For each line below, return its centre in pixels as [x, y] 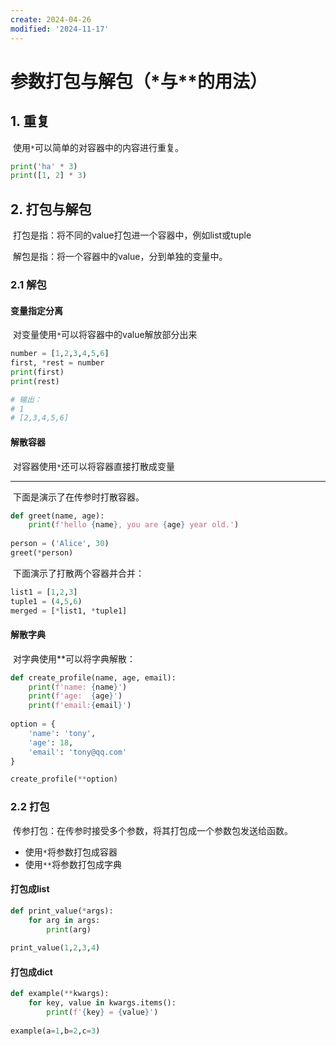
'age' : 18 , [51, 742]
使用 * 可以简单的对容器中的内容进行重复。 [98, 147]
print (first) [37, 372]
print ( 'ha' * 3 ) [44, 166]
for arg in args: [64, 920]
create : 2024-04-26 [51, 19]
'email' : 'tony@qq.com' [78, 752]
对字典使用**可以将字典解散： [74, 658]
